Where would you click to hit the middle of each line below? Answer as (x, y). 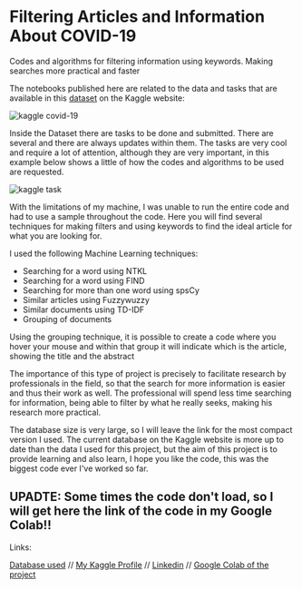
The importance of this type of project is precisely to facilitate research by (148, 373)
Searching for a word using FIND (83, 280)
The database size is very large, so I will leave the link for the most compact (151, 429)
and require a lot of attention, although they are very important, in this (139, 152)
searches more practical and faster (75, 71)
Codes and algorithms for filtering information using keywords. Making (141, 61)
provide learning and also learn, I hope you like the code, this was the (139, 458)
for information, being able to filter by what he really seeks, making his (141, 402)
